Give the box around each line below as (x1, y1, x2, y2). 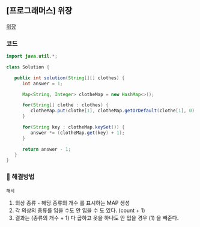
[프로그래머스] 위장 (6, 5, 73, 16)
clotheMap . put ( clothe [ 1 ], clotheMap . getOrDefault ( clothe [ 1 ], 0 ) (30, 107, 195, 114)
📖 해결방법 (6, 173, 35, 181)
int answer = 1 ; (22, 80, 63, 86)
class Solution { (6, 64, 50, 70)
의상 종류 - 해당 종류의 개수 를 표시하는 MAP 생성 (14, 199, 130, 206)
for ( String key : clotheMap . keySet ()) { (22, 124, 125, 130)
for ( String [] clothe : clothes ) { (22, 102, 109, 108)
